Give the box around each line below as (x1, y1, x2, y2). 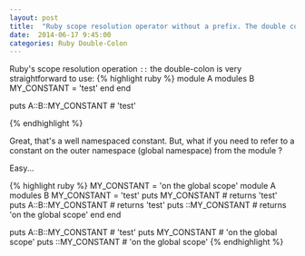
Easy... (9, 162, 34, 173)
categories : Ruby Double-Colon (9, 38, 128, 48)
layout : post (9, 13, 59, 23)
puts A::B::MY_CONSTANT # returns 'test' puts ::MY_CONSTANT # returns (9, 200, 287, 211)
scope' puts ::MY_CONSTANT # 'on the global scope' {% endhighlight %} (9, 237, 284, 248)
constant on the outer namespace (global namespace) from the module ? (9, 145, 283, 156)
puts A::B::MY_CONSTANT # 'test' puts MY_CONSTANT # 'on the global (9, 227, 278, 238)
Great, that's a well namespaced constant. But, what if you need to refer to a (9, 135, 295, 146)
